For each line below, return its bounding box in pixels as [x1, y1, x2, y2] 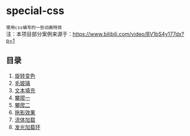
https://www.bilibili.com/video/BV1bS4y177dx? [72, 30, 185, 38]
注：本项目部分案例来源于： [6, 30, 73, 38]
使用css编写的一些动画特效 [6, 25, 63, 30]
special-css [6, 4, 64, 18]
